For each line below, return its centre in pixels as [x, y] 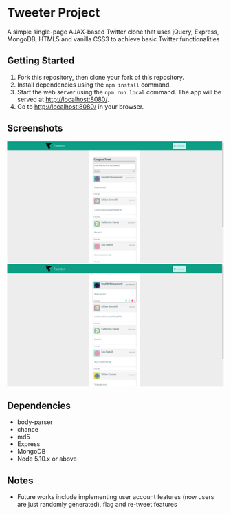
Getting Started [41, 61]
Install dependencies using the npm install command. [94, 85]
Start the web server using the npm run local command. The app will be [119, 92]
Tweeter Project [54, 13]
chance [28, 430]
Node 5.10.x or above [47, 459]
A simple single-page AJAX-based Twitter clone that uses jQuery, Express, [113, 32]
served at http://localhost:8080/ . [63, 99]
